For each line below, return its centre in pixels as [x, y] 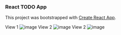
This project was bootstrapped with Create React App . [61, 18]
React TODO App [26, 7]
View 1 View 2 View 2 [46, 27]
